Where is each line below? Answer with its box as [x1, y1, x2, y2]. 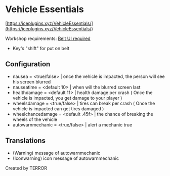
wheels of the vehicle [12, 116, 58, 122]
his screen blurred [12, 78, 51, 84]
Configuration [5, 60, 51, 69]
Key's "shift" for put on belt [12, 45, 70, 51]
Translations [5, 137, 46, 145]
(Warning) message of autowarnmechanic [12, 150, 101, 156]
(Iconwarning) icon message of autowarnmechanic [12, 155, 119, 161]
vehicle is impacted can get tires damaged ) [12, 105, 104, 112]
